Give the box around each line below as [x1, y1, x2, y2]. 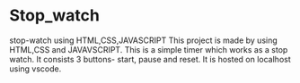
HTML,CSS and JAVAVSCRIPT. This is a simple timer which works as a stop [9, 44, 288, 54]
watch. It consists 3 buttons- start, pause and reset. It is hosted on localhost [9, 54, 292, 64]
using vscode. [9, 63, 62, 74]
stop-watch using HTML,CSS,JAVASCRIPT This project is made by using [9, 35, 278, 46]
